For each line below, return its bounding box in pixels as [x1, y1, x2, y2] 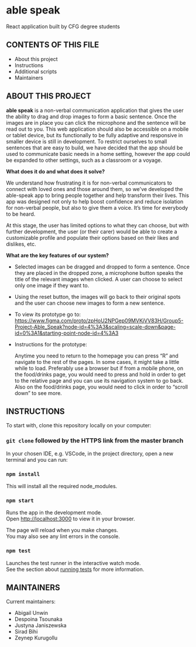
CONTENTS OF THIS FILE [6, 40, 99, 50]
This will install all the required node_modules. [6, 482, 118, 489]
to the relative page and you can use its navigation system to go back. [14, 377, 184, 384]
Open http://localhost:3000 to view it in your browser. [6, 515, 136, 522]
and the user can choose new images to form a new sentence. [14, 299, 166, 307]
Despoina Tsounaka [14, 616, 63, 623]
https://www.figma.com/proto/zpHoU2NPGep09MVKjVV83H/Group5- [14, 317, 184, 324]
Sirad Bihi [14, 628, 38, 635]
